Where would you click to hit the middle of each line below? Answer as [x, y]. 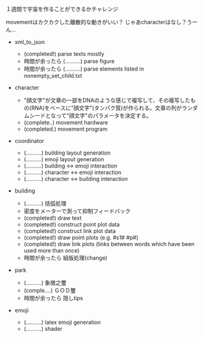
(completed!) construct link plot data [70, 231]
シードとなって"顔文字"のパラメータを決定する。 [91, 116]
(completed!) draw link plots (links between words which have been [109, 244]
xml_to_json [30, 42]
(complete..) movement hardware [66, 122]
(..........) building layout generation [67, 153]
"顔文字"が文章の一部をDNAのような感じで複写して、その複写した [107, 100]
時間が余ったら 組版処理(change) [66, 258]
